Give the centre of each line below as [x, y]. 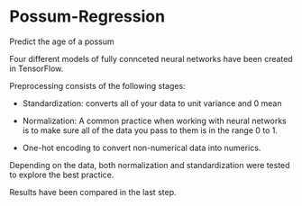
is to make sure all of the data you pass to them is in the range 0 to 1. [150, 130]
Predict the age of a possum [62, 41]
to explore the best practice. [62, 175]
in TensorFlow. [37, 68]
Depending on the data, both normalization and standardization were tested [150, 165]
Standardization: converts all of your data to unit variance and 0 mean [152, 103]
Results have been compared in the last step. [93, 192]
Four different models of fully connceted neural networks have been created [151, 58]
